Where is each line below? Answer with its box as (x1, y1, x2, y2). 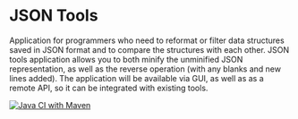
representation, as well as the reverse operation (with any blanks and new (9, 64, 282, 74)
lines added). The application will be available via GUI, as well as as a (9, 72, 264, 83)
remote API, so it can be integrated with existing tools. (9, 82, 209, 93)
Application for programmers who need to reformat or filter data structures (9, 35, 285, 46)
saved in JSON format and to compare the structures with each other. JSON (9, 44, 290, 55)
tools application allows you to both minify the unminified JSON (9, 54, 243, 64)
